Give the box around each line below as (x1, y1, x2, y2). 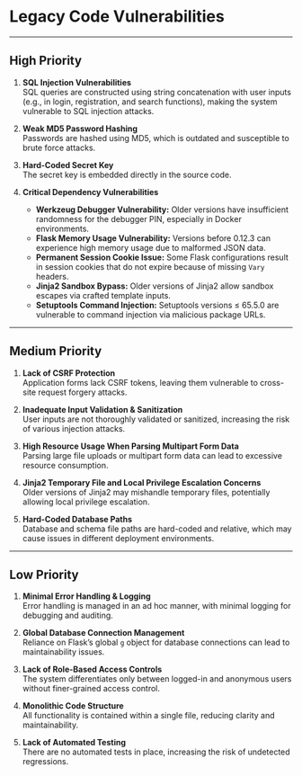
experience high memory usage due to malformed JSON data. (35, 242, 267, 253)
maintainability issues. (22, 647, 105, 657)
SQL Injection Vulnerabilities (22, 76, 132, 87)
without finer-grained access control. (22, 683, 160, 694)
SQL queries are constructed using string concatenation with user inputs (22, 86, 292, 97)
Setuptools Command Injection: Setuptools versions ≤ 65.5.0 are (35, 299, 280, 310)
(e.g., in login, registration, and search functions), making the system (22, 96, 278, 107)
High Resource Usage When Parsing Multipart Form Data (22, 441, 240, 451)
